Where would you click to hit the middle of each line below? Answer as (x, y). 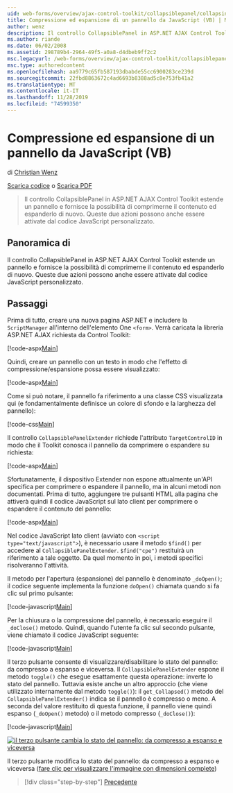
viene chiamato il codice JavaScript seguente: (73, 635)
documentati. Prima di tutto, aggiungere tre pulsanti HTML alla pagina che (113, 494)
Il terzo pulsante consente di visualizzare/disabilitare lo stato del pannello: (113, 662)
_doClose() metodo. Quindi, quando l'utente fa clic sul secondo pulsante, (111, 628)
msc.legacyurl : (29, 59)
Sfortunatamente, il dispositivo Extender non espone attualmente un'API (110, 479)
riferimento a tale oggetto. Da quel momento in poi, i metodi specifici (105, 558)
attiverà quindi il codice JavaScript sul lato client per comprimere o (103, 502)
